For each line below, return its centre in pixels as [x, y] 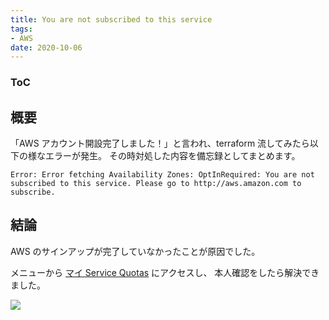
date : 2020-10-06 [46, 47]
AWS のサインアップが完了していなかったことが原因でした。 [135, 251]
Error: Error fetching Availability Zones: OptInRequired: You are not [162, 174]
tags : [21, 29]
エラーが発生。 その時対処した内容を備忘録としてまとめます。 [172, 155]
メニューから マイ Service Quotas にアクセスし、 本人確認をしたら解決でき [165, 272]
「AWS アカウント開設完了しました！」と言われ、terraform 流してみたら [160, 143]
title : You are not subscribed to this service [111, 19]
